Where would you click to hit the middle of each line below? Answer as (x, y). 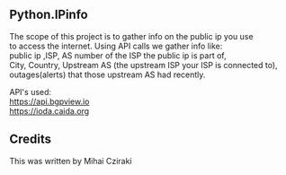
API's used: (31, 92)
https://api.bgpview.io (49, 101)
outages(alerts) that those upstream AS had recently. (107, 74)
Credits (31, 140)
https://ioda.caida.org (49, 110)
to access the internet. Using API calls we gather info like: (116, 46)
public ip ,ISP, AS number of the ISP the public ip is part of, (118, 55)
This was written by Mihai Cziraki (71, 161)
